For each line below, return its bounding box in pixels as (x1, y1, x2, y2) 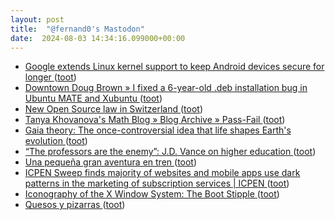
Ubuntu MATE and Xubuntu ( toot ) (24, 92, 163, 105)
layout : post (10, 14, 65, 25)
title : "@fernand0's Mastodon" (10, 24, 145, 34)
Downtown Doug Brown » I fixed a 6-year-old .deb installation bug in (24, 82, 308, 94)
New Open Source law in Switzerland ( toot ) (24, 103, 203, 115)
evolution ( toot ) (24, 135, 88, 147)
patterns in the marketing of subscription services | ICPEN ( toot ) (24, 177, 290, 190)
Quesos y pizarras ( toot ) (24, 199, 126, 211)
